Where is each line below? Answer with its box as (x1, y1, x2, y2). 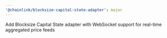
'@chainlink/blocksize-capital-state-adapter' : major (5, 7, 123, 13)
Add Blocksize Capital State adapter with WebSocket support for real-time (5, 21, 162, 27)
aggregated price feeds (5, 26, 55, 33)
